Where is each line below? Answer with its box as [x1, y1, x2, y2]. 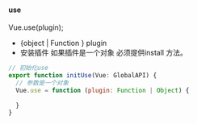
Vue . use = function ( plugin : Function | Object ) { [15, 86, 190, 94]
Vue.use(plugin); [8, 23, 64, 32]
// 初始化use [8, 64, 48, 72]
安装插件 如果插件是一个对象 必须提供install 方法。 [19, 48, 187, 58]
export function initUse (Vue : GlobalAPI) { [8, 72, 157, 80]
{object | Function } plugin [19, 39, 107, 48]
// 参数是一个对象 [15, 79, 69, 87]
